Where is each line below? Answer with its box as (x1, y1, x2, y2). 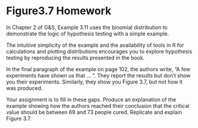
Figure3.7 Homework (6, 4, 112, 18)
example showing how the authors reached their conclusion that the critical (6, 102, 190, 109)
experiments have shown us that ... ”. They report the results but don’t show (6, 72, 191, 79)
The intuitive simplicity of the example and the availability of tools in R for (6, 41, 184, 49)
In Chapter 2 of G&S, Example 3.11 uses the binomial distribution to (6, 24, 168, 31)
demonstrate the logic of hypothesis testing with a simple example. (6, 30, 170, 37)
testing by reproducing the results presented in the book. (6, 54, 145, 61)
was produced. (6, 84, 43, 91)
